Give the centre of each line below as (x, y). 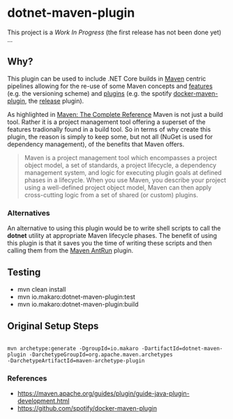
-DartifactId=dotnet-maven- (182, 348)
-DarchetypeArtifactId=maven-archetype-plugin (76, 361)
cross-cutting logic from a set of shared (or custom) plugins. (111, 194)
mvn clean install (42, 289)
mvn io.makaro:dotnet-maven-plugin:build (78, 304)
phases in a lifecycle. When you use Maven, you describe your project (125, 180)
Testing (24, 272)
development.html (43, 401)
